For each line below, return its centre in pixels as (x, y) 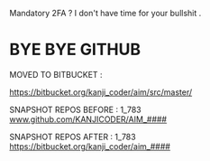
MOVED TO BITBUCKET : (56, 74)
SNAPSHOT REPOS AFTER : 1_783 (73, 137)
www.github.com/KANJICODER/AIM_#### (88, 119)
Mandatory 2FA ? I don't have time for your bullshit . (105, 13)
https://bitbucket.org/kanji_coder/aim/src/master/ (101, 92)
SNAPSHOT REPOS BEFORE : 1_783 (75, 109)
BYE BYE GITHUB (75, 50)
